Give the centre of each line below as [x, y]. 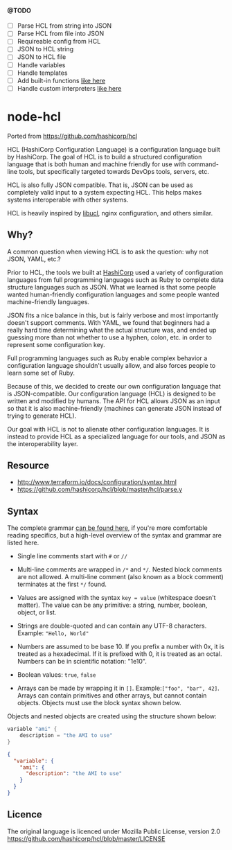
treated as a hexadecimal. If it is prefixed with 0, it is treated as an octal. [119, 654]
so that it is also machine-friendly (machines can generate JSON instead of [115, 408]
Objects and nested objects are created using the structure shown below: [112, 716]
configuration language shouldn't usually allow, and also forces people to [111, 365]
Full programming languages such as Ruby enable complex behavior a [107, 358]
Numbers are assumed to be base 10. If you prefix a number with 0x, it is [121, 647]
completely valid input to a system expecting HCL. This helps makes [105, 192]
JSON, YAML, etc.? [34, 259]
